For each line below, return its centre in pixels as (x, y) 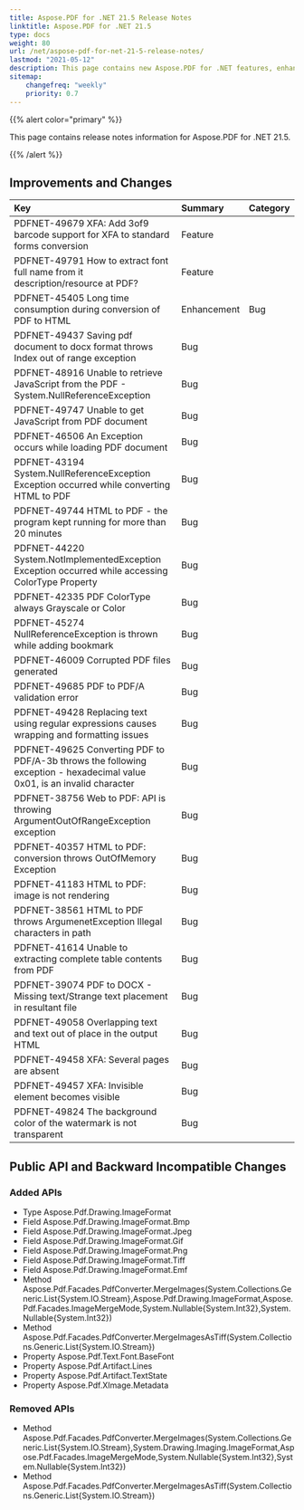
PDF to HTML (43, 320)
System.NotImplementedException (88, 559)
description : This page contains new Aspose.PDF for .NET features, (141, 69)
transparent (38, 1134)
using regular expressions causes (85, 723)
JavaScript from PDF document (81, 422)
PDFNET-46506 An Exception (78, 436)
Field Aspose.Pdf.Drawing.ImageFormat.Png (105, 1251)
